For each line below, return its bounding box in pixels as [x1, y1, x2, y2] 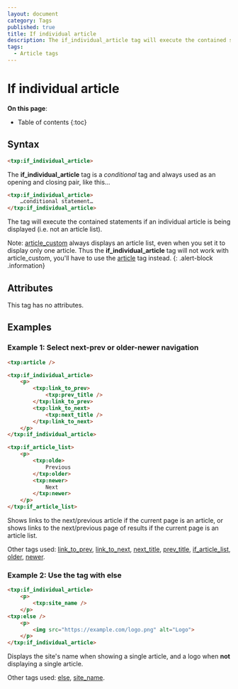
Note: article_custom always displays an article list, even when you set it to [7, 239, 225, 247]
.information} [7, 261, 46, 270]
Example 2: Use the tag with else [7, 570, 122, 580]
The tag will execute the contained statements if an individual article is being [7, 217, 231, 226]
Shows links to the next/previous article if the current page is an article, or [7, 516, 223, 524]
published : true [7, 23, 55, 31]
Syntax [7, 139, 40, 151]
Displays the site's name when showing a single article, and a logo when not [7, 652, 230, 661]
